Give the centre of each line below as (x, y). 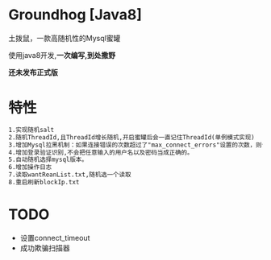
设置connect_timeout (55, 237)
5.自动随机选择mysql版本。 (48, 160)
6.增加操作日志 (30, 167)
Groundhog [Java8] (75, 15)
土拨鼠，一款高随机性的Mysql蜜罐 (65, 38)
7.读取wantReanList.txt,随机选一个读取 (70, 175)
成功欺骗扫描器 (45, 248)
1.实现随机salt (31, 130)
